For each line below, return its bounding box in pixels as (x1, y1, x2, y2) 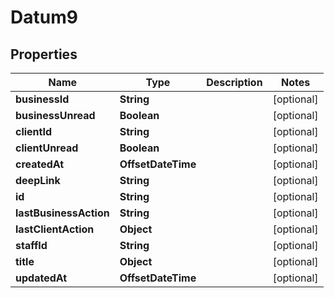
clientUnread (15, 141, 79, 155)
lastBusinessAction (15, 206, 110, 220)
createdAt (15, 157, 65, 171)
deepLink (15, 174, 61, 187)
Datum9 (10, 6, 78, 29)
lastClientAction (15, 222, 95, 236)
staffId (15, 239, 48, 252)
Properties (10, 46, 78, 63)
